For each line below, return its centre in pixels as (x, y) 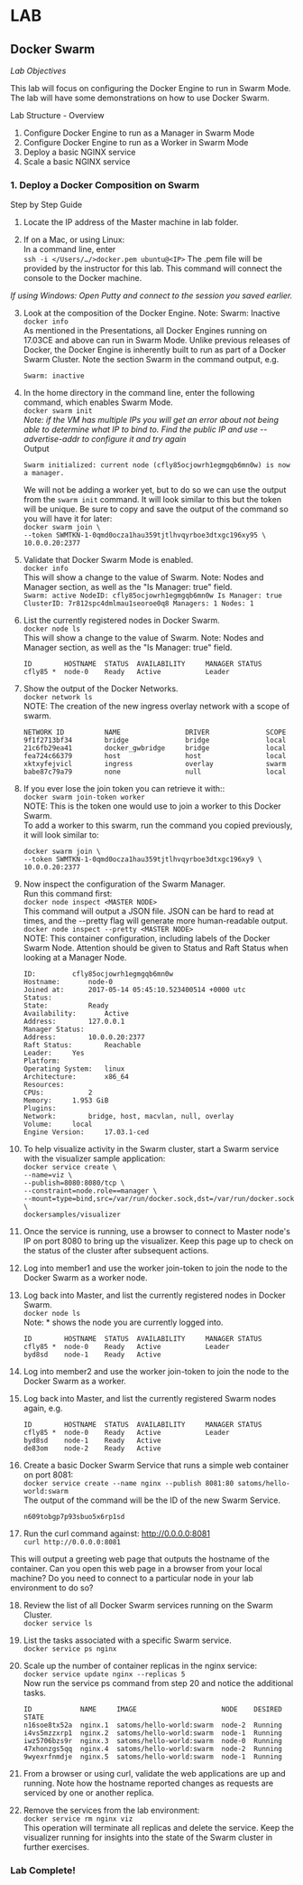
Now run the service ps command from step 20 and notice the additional (158, 1683)
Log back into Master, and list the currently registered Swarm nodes (150, 1399)
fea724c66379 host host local (155, 756)
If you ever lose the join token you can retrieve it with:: (124, 789)
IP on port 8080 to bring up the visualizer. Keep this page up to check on (158, 1241)
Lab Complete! (43, 1871)
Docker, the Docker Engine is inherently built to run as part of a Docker (155, 350)
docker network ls (58, 698)
